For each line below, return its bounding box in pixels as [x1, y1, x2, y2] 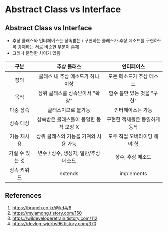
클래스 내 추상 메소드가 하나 [38, 73, 100, 80]
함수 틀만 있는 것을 [109, 90, 150, 96]
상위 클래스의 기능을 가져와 [36, 133, 96, 140]
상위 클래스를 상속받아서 [38, 90, 92, 96]
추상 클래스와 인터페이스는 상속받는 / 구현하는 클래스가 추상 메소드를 [12, 38, 145, 43]
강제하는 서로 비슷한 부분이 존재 [17, 44, 79, 50]
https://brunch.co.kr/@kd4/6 [12, 204, 72, 211]
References [5, 191, 42, 200]
